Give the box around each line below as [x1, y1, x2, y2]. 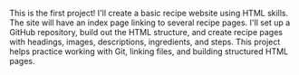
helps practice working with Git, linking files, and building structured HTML [9, 46, 289, 57]
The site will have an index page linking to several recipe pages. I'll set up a [9, 17, 291, 28]
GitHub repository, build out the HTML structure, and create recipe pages [9, 27, 284, 37]
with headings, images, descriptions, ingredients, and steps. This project [9, 36, 281, 47]
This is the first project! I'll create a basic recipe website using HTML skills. [9, 8, 289, 18]
